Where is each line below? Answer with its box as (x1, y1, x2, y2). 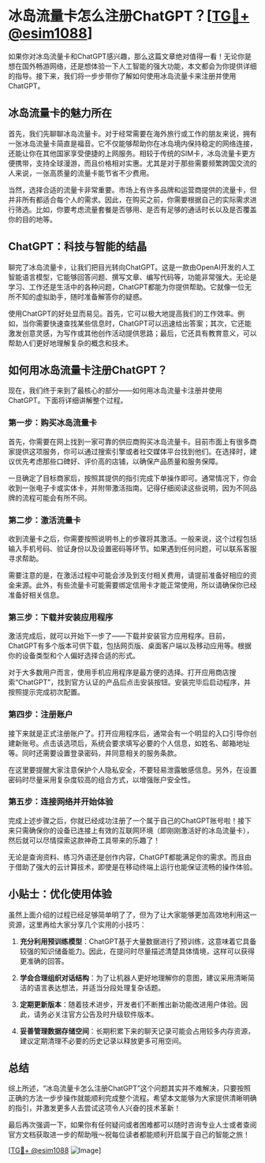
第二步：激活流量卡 (8, 514, 81, 525)
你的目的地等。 (8, 214, 57, 224)
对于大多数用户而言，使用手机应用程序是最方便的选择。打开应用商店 (8, 668, 230, 677)
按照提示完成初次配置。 (8, 688, 84, 697)
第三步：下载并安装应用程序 (8, 612, 114, 623)
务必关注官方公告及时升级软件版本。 (40, 1009, 159, 1019)
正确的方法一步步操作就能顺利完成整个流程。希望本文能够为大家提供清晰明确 (8, 1094, 257, 1103)
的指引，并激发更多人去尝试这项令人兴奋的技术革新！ (8, 1103, 181, 1113)
